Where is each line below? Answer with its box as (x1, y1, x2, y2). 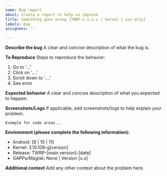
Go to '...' (12, 64, 31, 70)
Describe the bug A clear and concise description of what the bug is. (5, 45, 150, 51)
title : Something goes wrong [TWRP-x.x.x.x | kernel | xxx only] (5, 17, 146, 22)
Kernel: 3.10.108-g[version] (12, 145, 69, 151)
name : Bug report (5, 7, 42, 13)
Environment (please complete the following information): (5, 129, 130, 136)
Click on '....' (12, 69, 38, 76)
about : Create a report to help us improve (5, 12, 99, 17)
